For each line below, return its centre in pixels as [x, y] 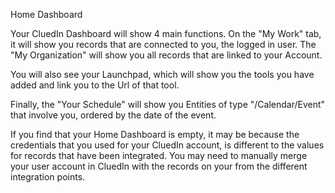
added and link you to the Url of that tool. [95, 85]
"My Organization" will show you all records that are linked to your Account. [166, 55]
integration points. [48, 177]
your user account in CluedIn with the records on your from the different [159, 166]
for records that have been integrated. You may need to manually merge [159, 155]
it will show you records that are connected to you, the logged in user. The [163, 44]
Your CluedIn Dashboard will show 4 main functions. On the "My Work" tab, [166, 33]
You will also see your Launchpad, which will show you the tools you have [162, 74]
